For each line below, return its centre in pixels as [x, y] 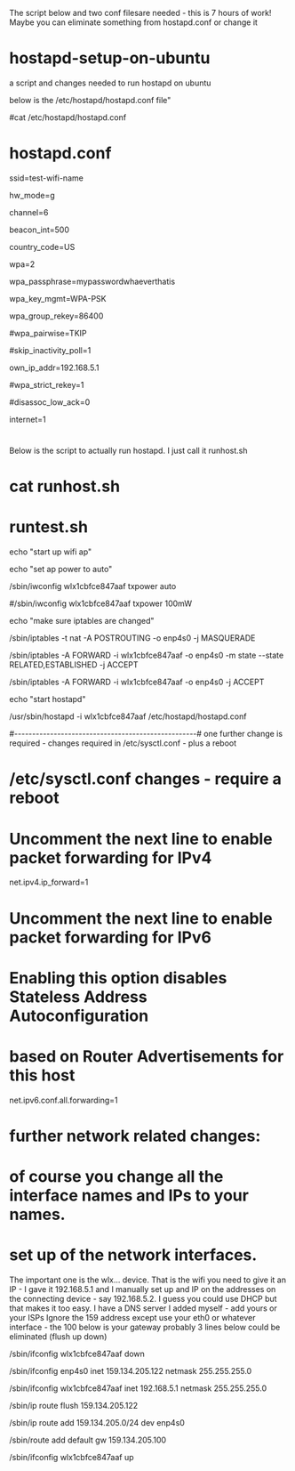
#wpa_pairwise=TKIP [48, 333]
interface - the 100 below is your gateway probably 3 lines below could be [145, 1327]
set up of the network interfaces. [133, 1255]
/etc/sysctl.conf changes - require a [146, 779]
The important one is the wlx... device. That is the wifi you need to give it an [148, 1280]
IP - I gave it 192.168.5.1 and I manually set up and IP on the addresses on [143, 1289]
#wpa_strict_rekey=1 [47, 384]
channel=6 [29, 212]
